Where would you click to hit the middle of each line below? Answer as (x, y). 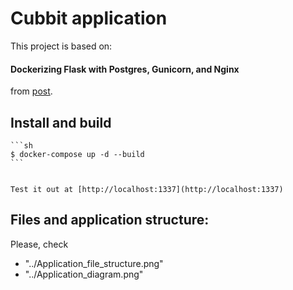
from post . (31, 91)
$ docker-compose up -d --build (77, 154)
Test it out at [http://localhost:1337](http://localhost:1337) (147, 189)
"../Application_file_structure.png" (94, 263)
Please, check (39, 244)
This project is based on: (61, 46)
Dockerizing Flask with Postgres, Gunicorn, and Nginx (125, 69)
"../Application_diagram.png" (84, 274)
